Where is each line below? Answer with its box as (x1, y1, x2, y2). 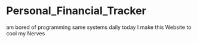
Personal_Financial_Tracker (6, 4, 146, 18)
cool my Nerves (6, 29, 45, 37)
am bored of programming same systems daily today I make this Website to (6, 24, 192, 31)
